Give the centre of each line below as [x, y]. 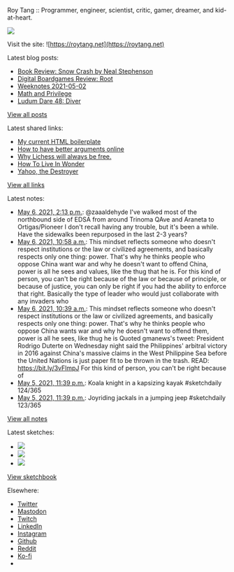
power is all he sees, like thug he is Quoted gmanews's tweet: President [120, 338]
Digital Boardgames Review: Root [65, 79]
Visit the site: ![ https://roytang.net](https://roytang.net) [86, 44]
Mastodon [32, 511]
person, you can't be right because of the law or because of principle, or [122, 279]
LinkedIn [30, 526]
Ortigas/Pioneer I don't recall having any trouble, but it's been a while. [118, 227]
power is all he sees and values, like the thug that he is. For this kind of [119, 271]
